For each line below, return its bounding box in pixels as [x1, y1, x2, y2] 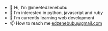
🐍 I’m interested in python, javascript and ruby [9, 10, 103, 15]
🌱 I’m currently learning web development [9, 15, 95, 20]
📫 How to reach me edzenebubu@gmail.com [9, 20, 102, 26]
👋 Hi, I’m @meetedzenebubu [9, 5, 68, 10]
